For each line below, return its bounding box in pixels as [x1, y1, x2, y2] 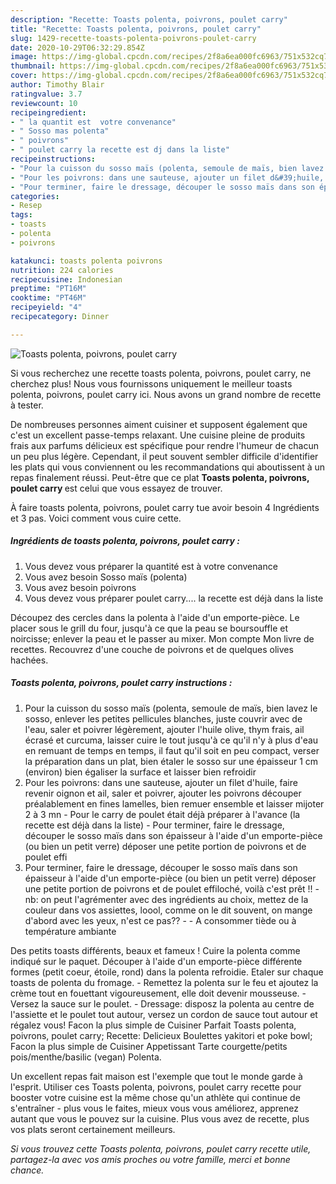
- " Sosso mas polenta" [10, 126, 110, 136]
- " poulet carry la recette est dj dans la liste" [10, 145, 230, 155]
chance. [10, 1164, 45, 1176]
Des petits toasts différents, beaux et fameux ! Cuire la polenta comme [10, 944, 301, 956]
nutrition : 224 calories [10, 265, 114, 275]
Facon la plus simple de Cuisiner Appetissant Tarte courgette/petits [10, 1040, 288, 1052]
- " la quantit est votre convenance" [10, 117, 177, 127]
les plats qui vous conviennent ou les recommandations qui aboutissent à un [10, 461, 326, 473]
